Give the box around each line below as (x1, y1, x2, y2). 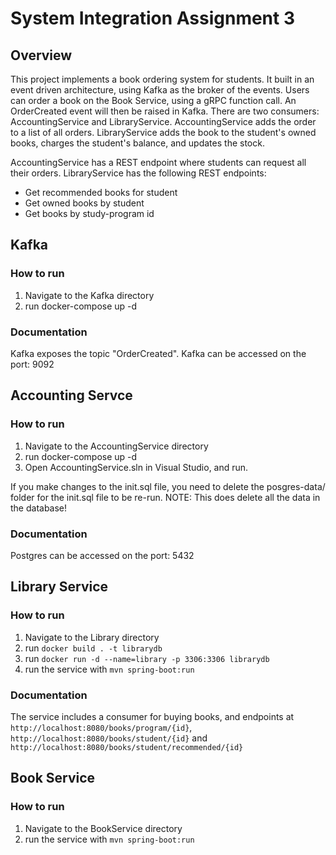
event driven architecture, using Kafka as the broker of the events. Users (10, 84, 310, 96)
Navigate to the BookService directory (24, 822, 183, 834)
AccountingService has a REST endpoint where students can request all (10, 157, 307, 168)
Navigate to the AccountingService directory (24, 440, 209, 452)
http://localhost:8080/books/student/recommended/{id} (10, 742, 244, 752)
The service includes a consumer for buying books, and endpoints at (10, 710, 295, 722)
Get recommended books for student (24, 187, 178, 198)
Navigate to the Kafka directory (24, 289, 155, 301)
